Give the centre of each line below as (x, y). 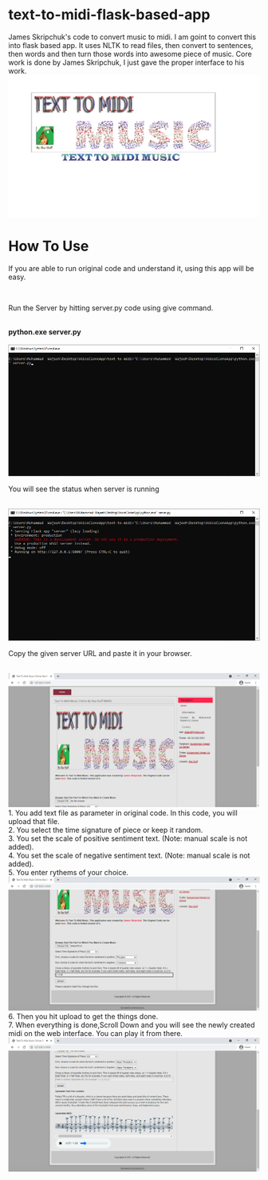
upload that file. (34, 822)
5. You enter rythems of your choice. (69, 873)
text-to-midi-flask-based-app (109, 15)
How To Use (49, 246)
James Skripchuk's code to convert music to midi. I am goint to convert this (132, 37)
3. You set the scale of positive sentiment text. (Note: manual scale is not (128, 838)
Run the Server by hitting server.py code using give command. (111, 308)
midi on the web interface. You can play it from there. (96, 1034)
